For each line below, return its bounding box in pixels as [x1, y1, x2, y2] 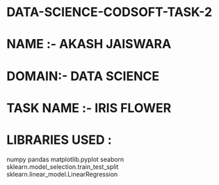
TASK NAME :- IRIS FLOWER [6, 100, 172, 116]
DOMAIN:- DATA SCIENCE [6, 68, 160, 84]
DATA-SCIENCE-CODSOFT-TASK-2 [6, 4, 213, 20]
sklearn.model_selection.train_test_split [6, 162, 119, 171]
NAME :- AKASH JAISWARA [6, 36, 172, 52]
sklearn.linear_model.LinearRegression [6, 170, 118, 178]
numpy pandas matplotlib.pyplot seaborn [6, 155, 124, 163]
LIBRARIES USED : [6, 132, 112, 147]
